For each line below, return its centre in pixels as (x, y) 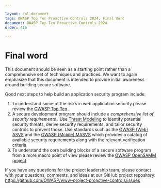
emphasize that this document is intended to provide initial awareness (75, 80)
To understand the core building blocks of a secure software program (81, 150)
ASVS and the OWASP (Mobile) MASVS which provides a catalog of (80, 135)
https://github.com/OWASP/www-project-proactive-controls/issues (73, 180)
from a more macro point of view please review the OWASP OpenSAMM (84, 155)
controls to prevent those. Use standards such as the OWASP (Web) (80, 130)
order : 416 (16, 27)
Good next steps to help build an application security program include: (75, 94)
